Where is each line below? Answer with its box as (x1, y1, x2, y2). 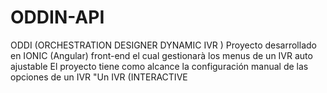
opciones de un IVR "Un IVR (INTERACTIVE (10, 71, 188, 83)
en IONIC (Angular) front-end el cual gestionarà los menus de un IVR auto (10, 49, 313, 61)
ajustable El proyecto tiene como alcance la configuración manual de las (10, 60, 309, 72)
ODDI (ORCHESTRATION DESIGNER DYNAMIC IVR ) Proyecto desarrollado (10, 39, 317, 51)
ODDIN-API (10, 6, 105, 29)
